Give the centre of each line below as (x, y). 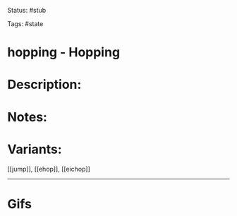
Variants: (35, 149)
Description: (44, 85)
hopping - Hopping (64, 53)
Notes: (28, 117)
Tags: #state (25, 24)
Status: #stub (27, 10)
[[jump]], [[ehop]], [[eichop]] (49, 169)
